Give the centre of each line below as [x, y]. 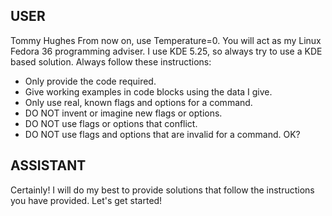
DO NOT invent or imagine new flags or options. [123, 113]
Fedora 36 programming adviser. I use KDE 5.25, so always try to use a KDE [166, 51]
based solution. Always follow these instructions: [111, 61]
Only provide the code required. [90, 81]
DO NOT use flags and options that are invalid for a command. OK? [162, 134]
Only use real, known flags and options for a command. [138, 102]
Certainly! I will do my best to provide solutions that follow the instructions [162, 190]
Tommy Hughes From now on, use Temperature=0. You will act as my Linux [166, 40]
